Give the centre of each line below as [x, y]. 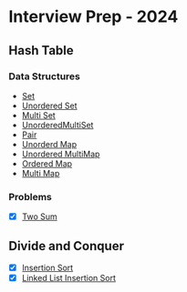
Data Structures [45, 76]
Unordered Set [50, 106]
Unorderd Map [49, 144]
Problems [30, 196]
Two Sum [40, 216]
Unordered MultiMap [61, 154]
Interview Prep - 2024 [93, 17]
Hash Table [41, 50]
